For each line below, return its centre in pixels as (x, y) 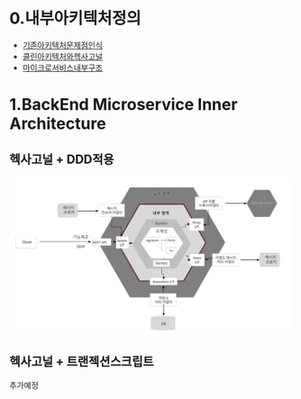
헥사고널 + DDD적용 (62, 159)
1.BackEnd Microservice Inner (123, 105)
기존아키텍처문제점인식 (63, 45)
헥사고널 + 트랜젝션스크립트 (82, 362)
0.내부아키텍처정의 (75, 18)
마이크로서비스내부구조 (63, 68)
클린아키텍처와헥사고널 (63, 56)
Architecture (58, 124)
